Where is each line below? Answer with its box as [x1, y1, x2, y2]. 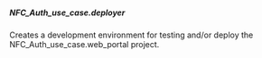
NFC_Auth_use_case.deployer [9, 7, 126, 18]
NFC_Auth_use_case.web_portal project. [9, 38, 160, 49]
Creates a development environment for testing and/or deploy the [9, 29, 254, 40]
